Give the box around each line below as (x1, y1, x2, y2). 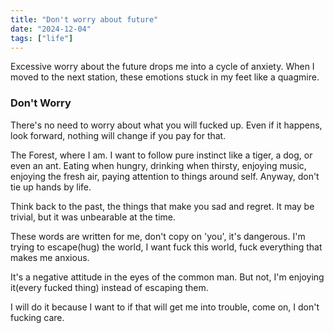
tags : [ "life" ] (10, 33, 74, 43)
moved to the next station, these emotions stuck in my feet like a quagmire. (10, 71, 320, 83)
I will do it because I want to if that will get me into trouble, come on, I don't (10, 301, 320, 313)
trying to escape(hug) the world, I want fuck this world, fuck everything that (10, 241, 323, 253)
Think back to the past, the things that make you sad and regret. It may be (10, 200, 315, 212)
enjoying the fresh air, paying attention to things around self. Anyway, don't (10, 170, 320, 182)
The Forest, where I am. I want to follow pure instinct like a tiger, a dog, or (10, 149, 313, 161)
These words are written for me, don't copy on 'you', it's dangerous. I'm (10, 230, 306, 242)
